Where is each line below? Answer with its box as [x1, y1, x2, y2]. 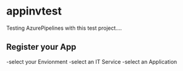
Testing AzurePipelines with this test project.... [6, 24, 122, 32]
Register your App [6, 42, 77, 52]
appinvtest [6, 4, 62, 18]
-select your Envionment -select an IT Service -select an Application [6, 58, 178, 65]
